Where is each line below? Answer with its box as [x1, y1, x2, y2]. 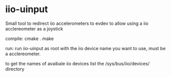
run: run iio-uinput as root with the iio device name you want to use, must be [5, 45, 166, 51]
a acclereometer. [5, 51, 41, 57]
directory [5, 66, 25, 72]
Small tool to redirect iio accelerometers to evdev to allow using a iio [5, 20, 149, 26]
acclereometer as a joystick [5, 25, 63, 31]
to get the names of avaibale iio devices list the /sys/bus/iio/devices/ [5, 60, 150, 66]
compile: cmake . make [5, 35, 54, 42]
